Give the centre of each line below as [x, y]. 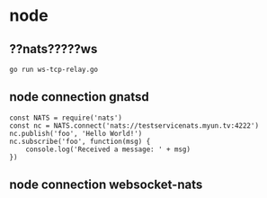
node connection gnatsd [80, 97]
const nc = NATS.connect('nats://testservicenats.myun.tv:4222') [134, 126]
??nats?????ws [53, 49]
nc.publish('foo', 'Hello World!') [76, 133]
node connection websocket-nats [106, 185]
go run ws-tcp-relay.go [54, 69]
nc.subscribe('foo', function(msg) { [80, 141]
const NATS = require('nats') [66, 118]
